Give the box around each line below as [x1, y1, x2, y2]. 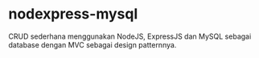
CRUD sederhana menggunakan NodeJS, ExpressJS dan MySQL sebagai [8, 31, 252, 41]
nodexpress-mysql [8, 5, 138, 23]
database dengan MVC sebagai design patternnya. [8, 39, 177, 49]
